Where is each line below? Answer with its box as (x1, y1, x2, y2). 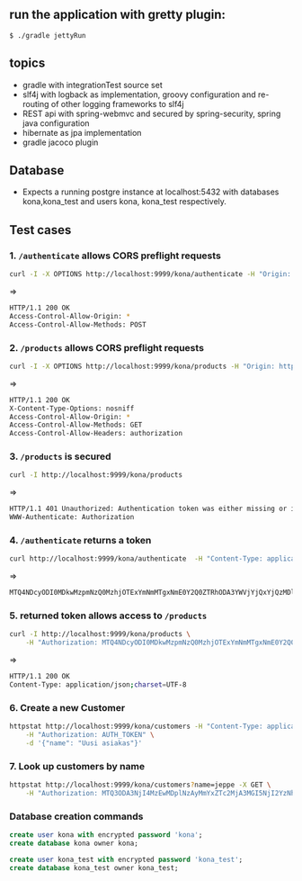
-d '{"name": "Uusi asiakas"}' (25, 738, 143, 748)
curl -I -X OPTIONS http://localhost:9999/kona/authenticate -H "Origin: (9, 270, 292, 279)
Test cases (9, 222, 72, 238)
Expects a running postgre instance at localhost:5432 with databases (22, 186, 280, 197)
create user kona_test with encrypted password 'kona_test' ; (9, 855, 244, 864)
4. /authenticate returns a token (9, 535, 152, 547)
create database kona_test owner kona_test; (9, 863, 179, 872)
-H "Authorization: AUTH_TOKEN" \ (25, 731, 155, 740)
